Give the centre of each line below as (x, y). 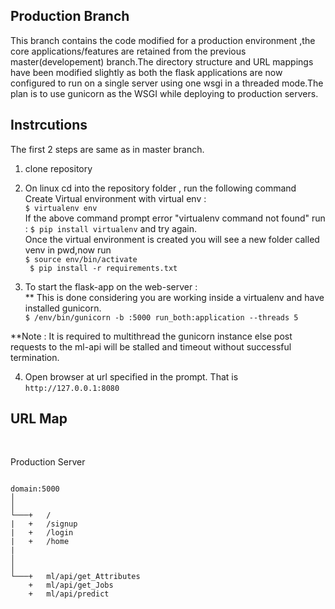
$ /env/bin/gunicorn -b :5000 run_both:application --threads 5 (161, 317)
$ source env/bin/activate (81, 259)
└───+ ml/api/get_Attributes (75, 577)
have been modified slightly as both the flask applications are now (146, 72)
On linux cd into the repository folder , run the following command (160, 188)
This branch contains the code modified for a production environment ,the (163, 40)
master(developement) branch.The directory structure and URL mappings (162, 61)
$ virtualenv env (61, 208)
